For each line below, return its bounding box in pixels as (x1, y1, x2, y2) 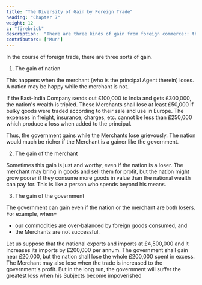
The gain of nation (14, 65, 61, 72)
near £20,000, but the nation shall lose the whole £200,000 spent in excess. (6, 253, 195, 260)
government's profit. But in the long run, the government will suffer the (6, 266, 182, 272)
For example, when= (6, 210, 57, 217)
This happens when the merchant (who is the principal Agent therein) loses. (6, 76, 194, 84)
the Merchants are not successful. (14, 228, 100, 235)
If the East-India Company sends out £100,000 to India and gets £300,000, (6, 94, 192, 102)
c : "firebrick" (6, 25, 44, 32)
